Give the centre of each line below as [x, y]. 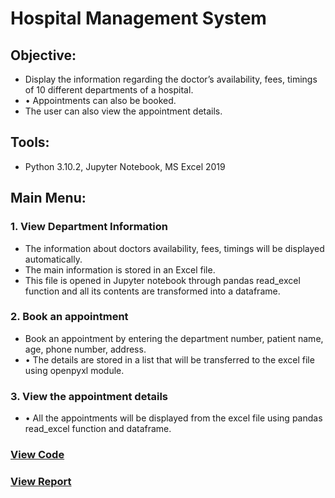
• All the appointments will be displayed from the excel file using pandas [173, 418]
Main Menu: [48, 198]
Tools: [30, 142]
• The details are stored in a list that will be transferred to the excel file [169, 359]
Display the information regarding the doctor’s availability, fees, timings [171, 79]
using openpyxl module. [74, 370]
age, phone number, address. [85, 349]
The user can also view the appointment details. [123, 111]
